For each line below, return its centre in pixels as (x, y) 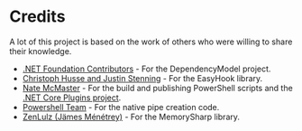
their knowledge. (41, 51)
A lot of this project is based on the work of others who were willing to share (151, 42)
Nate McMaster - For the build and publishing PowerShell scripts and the (157, 88)
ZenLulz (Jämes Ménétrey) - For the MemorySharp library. (131, 117)
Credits (37, 17)
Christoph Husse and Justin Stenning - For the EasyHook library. (142, 78)
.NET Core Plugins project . (72, 98)
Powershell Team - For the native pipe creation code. (121, 107)
